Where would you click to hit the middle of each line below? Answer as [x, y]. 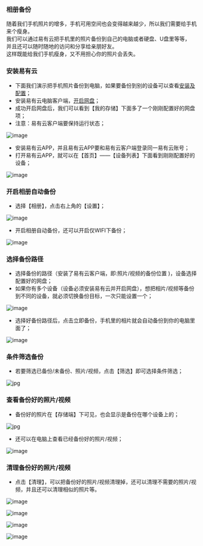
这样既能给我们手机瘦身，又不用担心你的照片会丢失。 [72, 54]
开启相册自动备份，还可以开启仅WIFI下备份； [71, 230]
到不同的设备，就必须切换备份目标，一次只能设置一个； [84, 296]
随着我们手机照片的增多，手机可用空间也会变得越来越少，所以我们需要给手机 [101, 24]
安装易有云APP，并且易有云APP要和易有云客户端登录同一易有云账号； [102, 148]
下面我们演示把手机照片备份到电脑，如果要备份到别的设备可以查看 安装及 [105, 85]
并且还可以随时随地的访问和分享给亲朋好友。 [62, 46]
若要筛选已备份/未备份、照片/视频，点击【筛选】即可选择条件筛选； [99, 371]
